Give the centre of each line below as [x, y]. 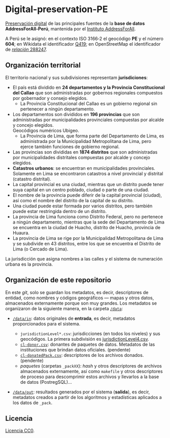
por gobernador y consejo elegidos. [50, 98]
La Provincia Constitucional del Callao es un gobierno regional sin [89, 103]
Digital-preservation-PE [57, 9]
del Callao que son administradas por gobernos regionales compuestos [88, 93]
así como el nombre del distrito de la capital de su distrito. [73, 200]
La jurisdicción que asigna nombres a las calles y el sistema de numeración [84, 259]
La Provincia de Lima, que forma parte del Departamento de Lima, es [92, 136]
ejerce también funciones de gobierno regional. [70, 147]
